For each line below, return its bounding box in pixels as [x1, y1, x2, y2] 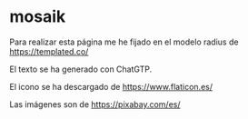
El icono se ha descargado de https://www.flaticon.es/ [9, 81, 213, 92]
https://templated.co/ [9, 45, 89, 56]
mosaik [9, 6, 66, 27]
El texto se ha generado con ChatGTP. [9, 64, 153, 74]
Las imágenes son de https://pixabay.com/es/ [9, 98, 181, 110]
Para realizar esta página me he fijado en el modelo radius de [9, 36, 239, 47]
